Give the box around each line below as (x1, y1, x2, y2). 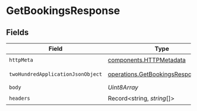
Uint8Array (107, 84, 139, 91)
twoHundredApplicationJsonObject (9, 71, 103, 77)
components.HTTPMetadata (107, 56, 186, 64)
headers (9, 95, 30, 102)
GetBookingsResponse (6, 4, 120, 18)
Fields (6, 27, 29, 37)
